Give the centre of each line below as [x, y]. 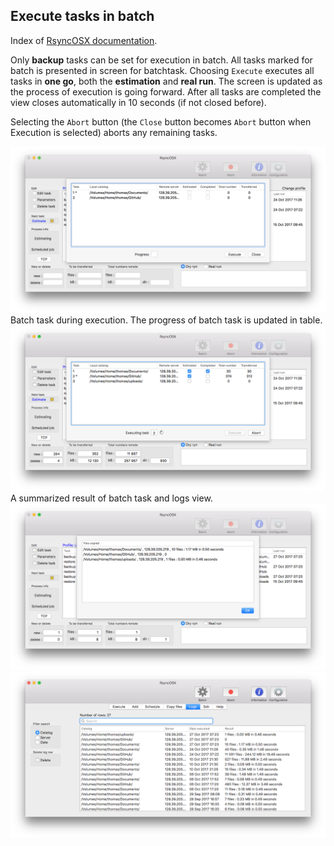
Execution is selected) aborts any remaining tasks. [114, 132]
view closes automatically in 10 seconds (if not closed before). [138, 102]
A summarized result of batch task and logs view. [111, 498]
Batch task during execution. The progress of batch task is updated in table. [166, 320]
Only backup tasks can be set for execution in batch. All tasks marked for [161, 60]
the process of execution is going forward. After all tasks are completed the [166, 91]
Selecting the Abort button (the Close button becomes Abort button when [161, 121]
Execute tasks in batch [82, 16]
